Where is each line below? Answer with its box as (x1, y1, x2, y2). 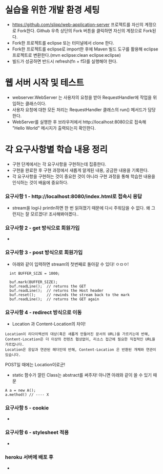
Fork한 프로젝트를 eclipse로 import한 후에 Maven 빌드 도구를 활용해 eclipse (12, 46, 159, 52)
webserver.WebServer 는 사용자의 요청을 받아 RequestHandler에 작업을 (12, 94, 152, 100)
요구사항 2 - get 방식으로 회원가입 (5, 225, 80, 232)
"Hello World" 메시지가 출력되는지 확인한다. (12, 125, 96, 131)
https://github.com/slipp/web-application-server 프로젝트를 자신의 (12, 22, 144, 27)
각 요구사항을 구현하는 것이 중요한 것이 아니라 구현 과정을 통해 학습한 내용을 (12, 173, 156, 179)
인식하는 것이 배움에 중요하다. (12, 179, 69, 185)
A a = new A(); (5, 388, 36, 393)
